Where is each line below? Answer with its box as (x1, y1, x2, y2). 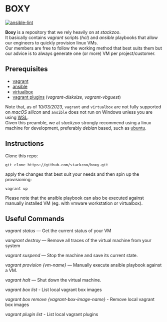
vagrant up (5, 186, 28, 191)
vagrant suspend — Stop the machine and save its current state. (5, 253, 138, 259)
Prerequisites (5, 65, 48, 73)
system (5, 243, 20, 249)
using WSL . (5, 114, 29, 120)
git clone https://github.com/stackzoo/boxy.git (5, 162, 108, 167)
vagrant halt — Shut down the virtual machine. (5, 277, 101, 283)
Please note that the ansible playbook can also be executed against (5, 195, 144, 201)
